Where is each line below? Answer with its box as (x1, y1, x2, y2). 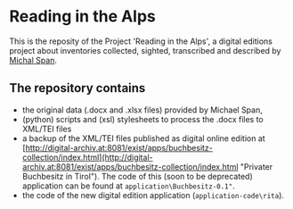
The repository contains (9, 80, 146, 96)
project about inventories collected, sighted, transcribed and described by (9, 45, 281, 55)
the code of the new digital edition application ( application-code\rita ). (21, 189, 285, 200)
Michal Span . (9, 54, 58, 65)
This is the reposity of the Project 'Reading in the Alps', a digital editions (9, 36, 273, 46)
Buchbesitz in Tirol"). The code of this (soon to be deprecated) (21, 171, 254, 181)
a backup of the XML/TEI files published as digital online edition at (21, 132, 265, 144)
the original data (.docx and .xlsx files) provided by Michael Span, (21, 104, 263, 115)
